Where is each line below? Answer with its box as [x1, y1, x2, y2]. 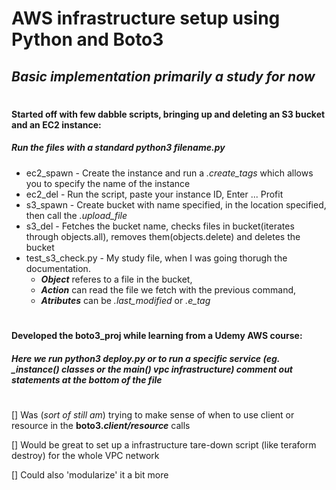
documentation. [25, 262, 91, 274]
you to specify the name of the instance [25, 177, 191, 189]
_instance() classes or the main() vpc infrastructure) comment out [11, 363, 294, 375]
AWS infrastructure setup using [11, 7, 281, 30]
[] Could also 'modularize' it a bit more [11, 468, 169, 481]
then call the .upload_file [25, 209, 128, 221]
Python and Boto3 [11, 28, 164, 51]
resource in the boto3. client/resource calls [11, 419, 191, 431]
